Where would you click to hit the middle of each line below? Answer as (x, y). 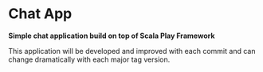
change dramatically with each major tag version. (89, 59)
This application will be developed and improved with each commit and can (132, 51)
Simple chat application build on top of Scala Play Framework (112, 36)
